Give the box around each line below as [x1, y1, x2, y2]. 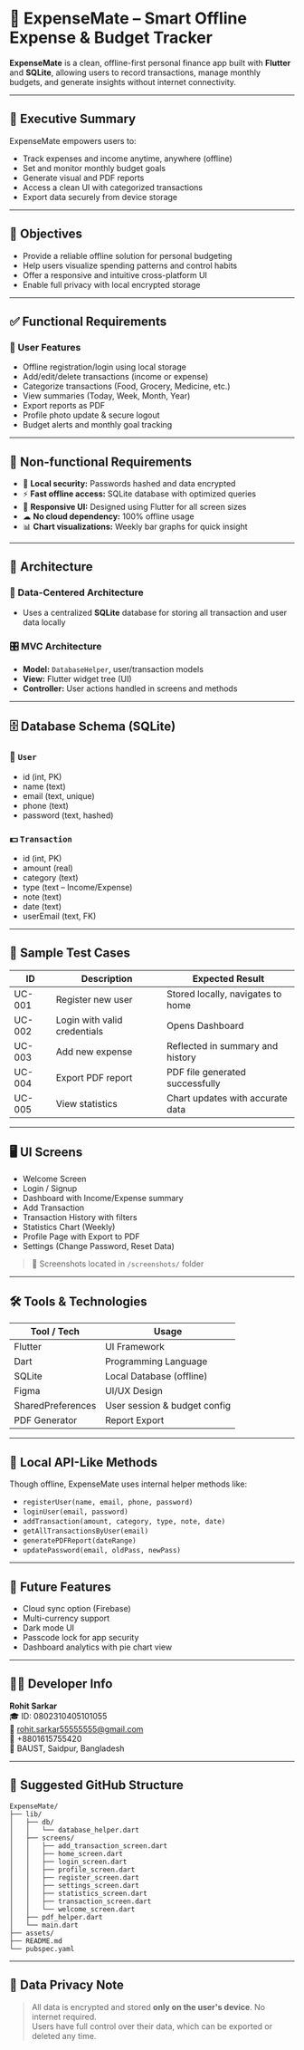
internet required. [31, 2011, 97, 2022]
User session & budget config [105, 1400, 232, 1412]
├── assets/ [9, 1929, 54, 1938]
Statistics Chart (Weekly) [22, 1221, 116, 1232]
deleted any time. [31, 2030, 97, 2041]
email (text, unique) [22, 790, 95, 801]
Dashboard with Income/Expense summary [22, 1192, 184, 1203]
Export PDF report [55, 1071, 133, 1083]
